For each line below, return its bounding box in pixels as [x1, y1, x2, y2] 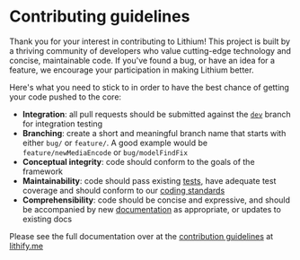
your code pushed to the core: [9, 91, 122, 102]
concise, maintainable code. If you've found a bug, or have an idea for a [9, 55, 276, 65]
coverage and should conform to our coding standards [22, 185, 225, 195]
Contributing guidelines [9, 6, 190, 27]
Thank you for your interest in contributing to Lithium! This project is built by [9, 36, 290, 47]
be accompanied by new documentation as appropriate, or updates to [22, 204, 281, 214]
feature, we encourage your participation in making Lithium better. [9, 65, 254, 75]
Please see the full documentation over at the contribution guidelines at [9, 230, 274, 241]
